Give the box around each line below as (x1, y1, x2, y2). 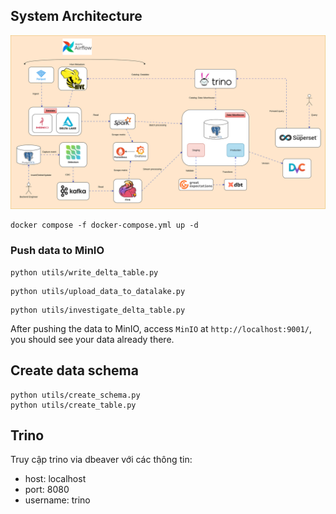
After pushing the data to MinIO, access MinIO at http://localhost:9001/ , (10, 322, 313, 334)
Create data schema (10, 362, 139, 379)
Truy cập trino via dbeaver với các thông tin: (10, 454, 193, 466)
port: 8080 (24, 484, 70, 496)
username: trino (24, 494, 91, 506)
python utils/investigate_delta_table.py (10, 305, 186, 315)
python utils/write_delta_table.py (10, 267, 159, 278)
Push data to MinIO (10, 244, 105, 258)
